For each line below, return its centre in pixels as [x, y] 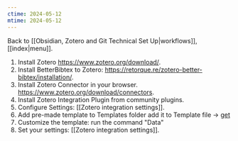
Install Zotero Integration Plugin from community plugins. [101, 99]
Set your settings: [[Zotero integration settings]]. [88, 130]
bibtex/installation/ [45, 77]
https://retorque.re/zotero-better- [153, 69]
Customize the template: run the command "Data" [91, 122]
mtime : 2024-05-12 [34, 21]
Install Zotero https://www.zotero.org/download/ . [89, 62]
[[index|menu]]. [30, 48]
